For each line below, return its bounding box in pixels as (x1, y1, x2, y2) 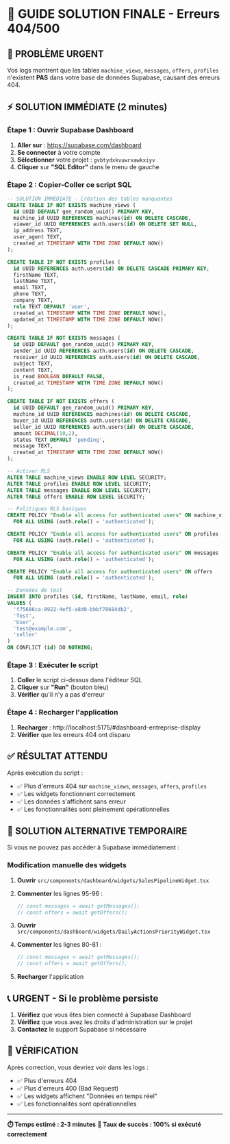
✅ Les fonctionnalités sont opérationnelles (16, 1099, 137, 1108)
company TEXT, (13, 297, 53, 304)
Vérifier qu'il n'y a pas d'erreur (16, 691, 105, 699)
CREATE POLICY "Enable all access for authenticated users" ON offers (7, 568, 213, 575)
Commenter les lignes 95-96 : (16, 889, 103, 897)
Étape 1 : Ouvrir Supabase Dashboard (7, 125, 133, 135)
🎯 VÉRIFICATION (7, 1045, 79, 1057)
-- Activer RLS (7, 468, 51, 475)
